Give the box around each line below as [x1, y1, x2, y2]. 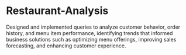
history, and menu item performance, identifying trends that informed [6, 29, 173, 36]
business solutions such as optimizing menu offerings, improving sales [6, 36, 177, 43]
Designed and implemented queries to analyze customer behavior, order [6, 23, 181, 30]
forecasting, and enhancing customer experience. [6, 42, 127, 49]
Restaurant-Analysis [6, 4, 109, 18]
